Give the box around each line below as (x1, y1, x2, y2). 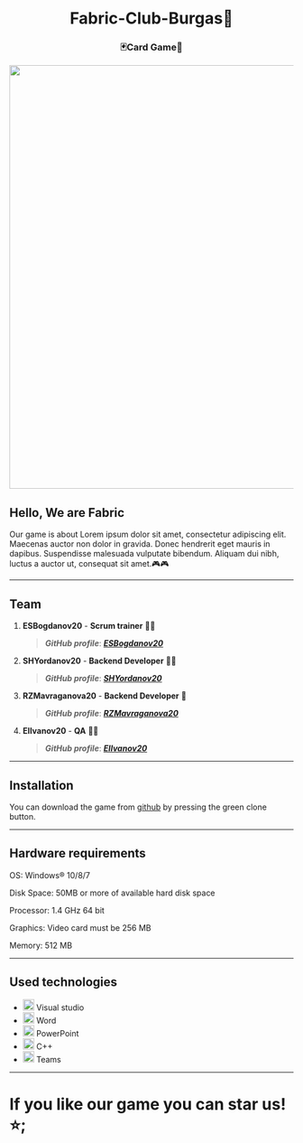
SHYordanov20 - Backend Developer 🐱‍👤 (22, 655, 177, 667)
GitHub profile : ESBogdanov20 (44, 638, 164, 649)
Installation (9, 777, 74, 793)
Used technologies (9, 975, 118, 990)
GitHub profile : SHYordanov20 (44, 673, 162, 684)
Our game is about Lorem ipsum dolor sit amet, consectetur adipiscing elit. (9, 529, 287, 540)
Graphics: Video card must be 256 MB (9, 922, 151, 933)
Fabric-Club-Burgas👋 (69, 8, 234, 29)
